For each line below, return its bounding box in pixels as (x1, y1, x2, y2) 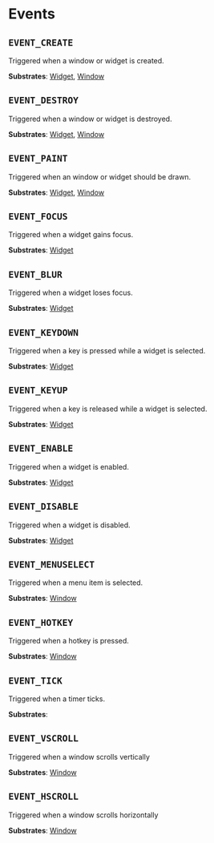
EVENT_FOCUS (8, 211, 68, 223)
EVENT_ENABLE (8, 442, 74, 454)
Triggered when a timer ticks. (8, 694, 106, 704)
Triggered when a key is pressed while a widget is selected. (8, 346, 206, 356)
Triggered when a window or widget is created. (8, 56, 164, 65)
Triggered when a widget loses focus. (8, 288, 134, 297)
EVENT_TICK (8, 675, 63, 686)
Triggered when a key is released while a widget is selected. (8, 404, 208, 413)
